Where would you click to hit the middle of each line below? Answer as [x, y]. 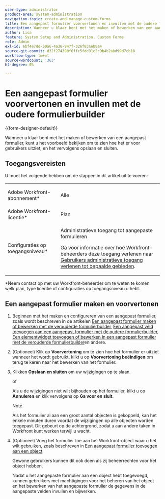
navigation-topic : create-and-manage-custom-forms [58, 19]
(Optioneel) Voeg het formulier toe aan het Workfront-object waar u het [84, 440]
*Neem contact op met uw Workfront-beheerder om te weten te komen [77, 283]
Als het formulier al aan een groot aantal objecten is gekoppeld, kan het [84, 415]
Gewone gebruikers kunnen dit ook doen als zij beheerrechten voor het [84, 461]
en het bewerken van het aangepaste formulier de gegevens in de [79, 486]
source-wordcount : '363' [30, 60]
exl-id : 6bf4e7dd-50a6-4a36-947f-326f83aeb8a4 [54, 46]
